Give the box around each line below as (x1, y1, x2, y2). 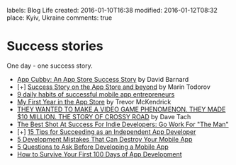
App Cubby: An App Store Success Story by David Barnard (16, 75, 189, 83)
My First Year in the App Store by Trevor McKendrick (16, 97, 172, 106)
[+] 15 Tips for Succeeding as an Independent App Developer (16, 127, 196, 136)
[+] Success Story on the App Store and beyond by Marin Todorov (16, 82, 210, 91)
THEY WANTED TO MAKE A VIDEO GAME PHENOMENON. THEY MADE (16, 105, 226, 114)
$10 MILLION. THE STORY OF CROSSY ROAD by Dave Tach (16, 112, 191, 121)
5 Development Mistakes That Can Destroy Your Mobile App (16, 135, 193, 143)
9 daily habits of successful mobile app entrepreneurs (16, 90, 175, 98)
